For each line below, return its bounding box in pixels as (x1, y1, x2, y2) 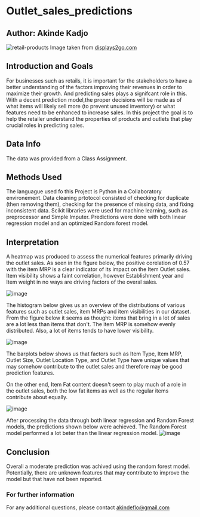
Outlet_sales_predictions (6, 4, 133, 18)
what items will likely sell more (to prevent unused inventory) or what (6, 102, 176, 110)
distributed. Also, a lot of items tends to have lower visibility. (6, 327, 154, 334)
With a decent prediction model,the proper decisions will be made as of (6, 96, 182, 103)
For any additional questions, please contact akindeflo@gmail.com (6, 504, 170, 511)
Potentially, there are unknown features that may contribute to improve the (6, 469, 189, 476)
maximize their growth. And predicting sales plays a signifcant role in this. (6, 90, 187, 97)
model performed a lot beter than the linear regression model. (6, 430, 158, 437)
